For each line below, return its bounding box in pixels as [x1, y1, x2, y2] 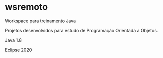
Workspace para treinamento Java [5, 18, 76, 24]
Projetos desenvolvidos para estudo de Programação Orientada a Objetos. [5, 27, 158, 33]
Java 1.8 [5, 37, 22, 43]
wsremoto [5, 1, 48, 13]
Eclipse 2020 [5, 47, 32, 53]
